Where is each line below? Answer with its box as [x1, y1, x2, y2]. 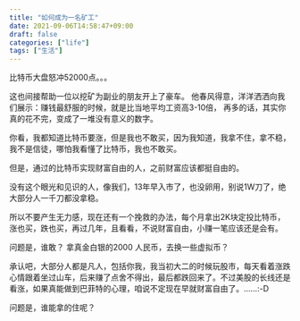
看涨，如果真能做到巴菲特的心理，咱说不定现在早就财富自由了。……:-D [9, 283, 270, 294]
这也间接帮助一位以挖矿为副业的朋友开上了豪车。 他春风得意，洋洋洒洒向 [9, 91, 278, 102]
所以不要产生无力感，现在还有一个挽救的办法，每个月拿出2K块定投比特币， [9, 212, 286, 223]
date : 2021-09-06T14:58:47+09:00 [9, 21, 134, 30]
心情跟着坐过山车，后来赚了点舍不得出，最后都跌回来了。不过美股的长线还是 [9, 272, 291, 283]
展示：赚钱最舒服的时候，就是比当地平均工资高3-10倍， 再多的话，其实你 [16, 102, 287, 113]
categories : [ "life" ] [9, 38, 90, 47]
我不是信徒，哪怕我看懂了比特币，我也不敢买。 [9, 144, 181, 155]
